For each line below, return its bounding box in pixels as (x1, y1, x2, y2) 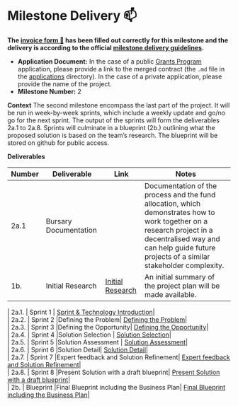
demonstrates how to (144, 207, 215, 217)
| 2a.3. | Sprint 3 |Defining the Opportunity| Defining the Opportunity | (7, 323, 209, 331)
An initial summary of (144, 272, 215, 282)
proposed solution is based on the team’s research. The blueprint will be (7, 131, 218, 139)
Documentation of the (144, 180, 217, 190)
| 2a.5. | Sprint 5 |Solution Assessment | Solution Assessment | (7, 337, 188, 346)
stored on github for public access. (7, 138, 110, 147)
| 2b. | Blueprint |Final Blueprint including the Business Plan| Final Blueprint (7, 383, 226, 391)
